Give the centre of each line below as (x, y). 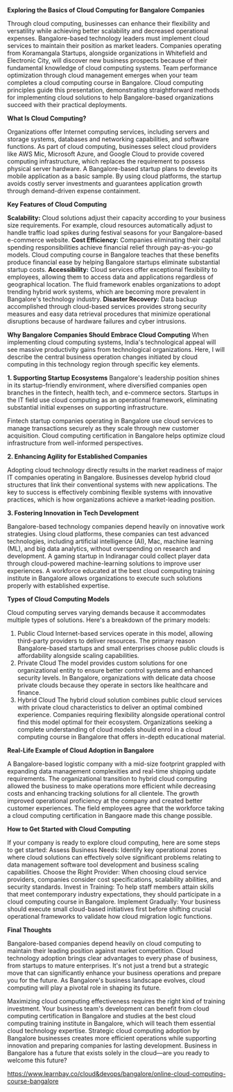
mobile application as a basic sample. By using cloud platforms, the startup (114, 176)
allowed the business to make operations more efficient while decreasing (112, 786)
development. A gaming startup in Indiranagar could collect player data (109, 556)
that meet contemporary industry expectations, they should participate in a (114, 894)
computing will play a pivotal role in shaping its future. (84, 988)
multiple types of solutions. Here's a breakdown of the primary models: (109, 620)
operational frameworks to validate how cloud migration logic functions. (110, 916)
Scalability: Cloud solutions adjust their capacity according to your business (116, 218)
